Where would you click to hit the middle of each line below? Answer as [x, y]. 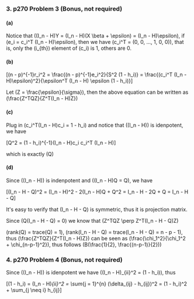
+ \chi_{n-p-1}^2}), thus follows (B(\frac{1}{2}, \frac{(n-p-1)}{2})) [84, 244]
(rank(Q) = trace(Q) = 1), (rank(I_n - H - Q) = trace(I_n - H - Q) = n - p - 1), [94, 232]
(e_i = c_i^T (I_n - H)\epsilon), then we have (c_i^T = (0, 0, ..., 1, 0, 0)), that [95, 42]
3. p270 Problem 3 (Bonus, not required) [64, 9]
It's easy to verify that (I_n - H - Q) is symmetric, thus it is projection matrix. [97, 209]
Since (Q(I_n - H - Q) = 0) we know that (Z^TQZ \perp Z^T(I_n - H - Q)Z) [92, 220]
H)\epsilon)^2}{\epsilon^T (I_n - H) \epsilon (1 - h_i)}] [70, 81]
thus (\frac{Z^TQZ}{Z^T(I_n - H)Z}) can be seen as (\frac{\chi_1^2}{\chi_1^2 [96, 238]
